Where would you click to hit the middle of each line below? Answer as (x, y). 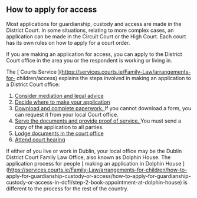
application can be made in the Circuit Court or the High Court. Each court (96, 36)
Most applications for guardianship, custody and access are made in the (94, 24)
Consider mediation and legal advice (59, 95)
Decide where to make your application (62, 102)
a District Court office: (33, 84)
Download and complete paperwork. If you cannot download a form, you (103, 108)
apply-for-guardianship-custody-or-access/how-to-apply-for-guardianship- (98, 176)
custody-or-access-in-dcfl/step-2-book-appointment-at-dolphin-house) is (97, 182)
